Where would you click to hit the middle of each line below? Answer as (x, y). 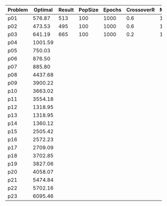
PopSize (88, 10)
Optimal (43, 10)
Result (66, 10)
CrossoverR (140, 10)
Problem (18, 10)
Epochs (112, 10)
